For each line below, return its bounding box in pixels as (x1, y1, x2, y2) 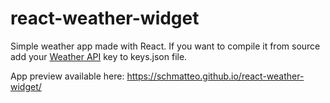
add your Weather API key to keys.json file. (10, 50, 188, 62)
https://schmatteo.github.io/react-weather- (126, 70, 305, 82)
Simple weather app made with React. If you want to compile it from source (10, 40, 321, 52)
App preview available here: (10, 70, 125, 82)
